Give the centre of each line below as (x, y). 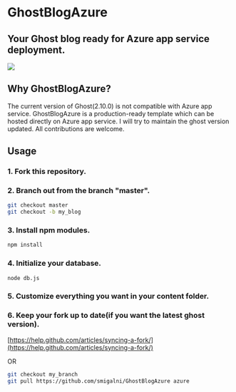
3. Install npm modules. (49, 230)
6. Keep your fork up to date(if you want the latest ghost (106, 316)
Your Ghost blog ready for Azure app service (109, 39)
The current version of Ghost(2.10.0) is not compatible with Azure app (110, 106)
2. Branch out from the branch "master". (79, 191)
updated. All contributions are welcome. (66, 128)
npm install (25, 245)
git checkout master (38, 205)
